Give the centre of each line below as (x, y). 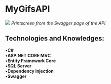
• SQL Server (18, 66)
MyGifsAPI (28, 9)
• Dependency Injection (30, 71)
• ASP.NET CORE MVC (28, 55)
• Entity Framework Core (30, 61)
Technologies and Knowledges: (55, 38)
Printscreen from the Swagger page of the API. (59, 23)
